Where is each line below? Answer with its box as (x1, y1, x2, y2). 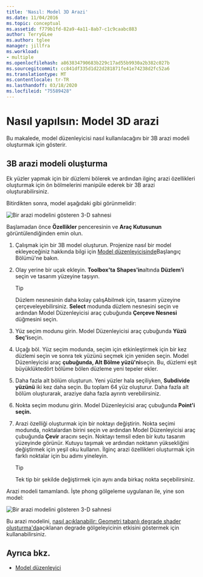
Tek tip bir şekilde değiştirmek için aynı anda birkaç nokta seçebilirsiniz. (15, 475, 195, 483)
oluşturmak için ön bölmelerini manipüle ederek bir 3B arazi (6, 181, 155, 189)
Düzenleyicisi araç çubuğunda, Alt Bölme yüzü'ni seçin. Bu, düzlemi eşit (15, 358, 197, 366)
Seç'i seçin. (15, 334, 44, 341)
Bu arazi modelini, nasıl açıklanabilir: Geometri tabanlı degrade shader (6, 517, 181, 525)
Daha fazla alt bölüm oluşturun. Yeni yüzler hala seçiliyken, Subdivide (15, 377, 190, 384)
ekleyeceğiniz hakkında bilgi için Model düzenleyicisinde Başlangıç (15, 248, 181, 255)
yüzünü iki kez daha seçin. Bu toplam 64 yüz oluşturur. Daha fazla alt (15, 383, 189, 390)
